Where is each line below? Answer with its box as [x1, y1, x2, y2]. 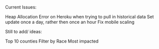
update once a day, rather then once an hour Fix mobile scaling [5, 19, 135, 25]
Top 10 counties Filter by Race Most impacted [5, 38, 99, 44]
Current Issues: [5, 4, 37, 10]
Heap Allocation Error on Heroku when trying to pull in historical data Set [5, 14, 154, 19]
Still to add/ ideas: [5, 29, 42, 34]
